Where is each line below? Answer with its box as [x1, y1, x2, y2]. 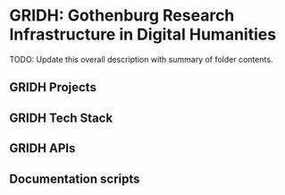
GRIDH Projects [9, 80, 96, 95]
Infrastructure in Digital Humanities [9, 24, 277, 45]
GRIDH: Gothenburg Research [9, 5, 235, 26]
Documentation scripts [9, 171, 140, 186]
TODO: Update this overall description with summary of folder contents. [9, 54, 273, 64]
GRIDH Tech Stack [9, 110, 113, 125]
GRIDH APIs [9, 140, 76, 157]
